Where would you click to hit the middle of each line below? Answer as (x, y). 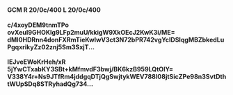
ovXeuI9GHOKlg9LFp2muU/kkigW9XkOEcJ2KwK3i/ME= (91, 33)
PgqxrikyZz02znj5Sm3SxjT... (51, 47)
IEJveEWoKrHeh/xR (37, 62)
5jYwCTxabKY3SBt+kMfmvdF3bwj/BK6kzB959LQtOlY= (90, 69)
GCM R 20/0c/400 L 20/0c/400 (54, 10)
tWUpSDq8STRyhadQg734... (50, 84)
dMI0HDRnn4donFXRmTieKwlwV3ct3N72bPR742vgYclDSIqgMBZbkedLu (116, 40)
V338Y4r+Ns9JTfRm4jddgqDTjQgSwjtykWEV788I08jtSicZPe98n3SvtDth (117, 77)
